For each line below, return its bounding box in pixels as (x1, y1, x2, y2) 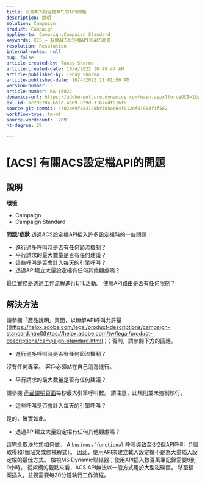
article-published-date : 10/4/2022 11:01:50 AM (6, 77, 130, 83)
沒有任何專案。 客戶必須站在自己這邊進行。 (6, 363, 115, 370)
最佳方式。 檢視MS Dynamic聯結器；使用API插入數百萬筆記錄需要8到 (22, 456, 196, 463)
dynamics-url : (6, 94, 43, 100)
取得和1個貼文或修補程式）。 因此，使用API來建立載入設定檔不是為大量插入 (6, 448, 192, 455)
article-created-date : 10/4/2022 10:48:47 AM (6, 65, 124, 72)
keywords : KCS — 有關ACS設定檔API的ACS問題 (6, 37, 112, 43)
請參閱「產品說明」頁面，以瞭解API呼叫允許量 (6, 316, 122, 323)
